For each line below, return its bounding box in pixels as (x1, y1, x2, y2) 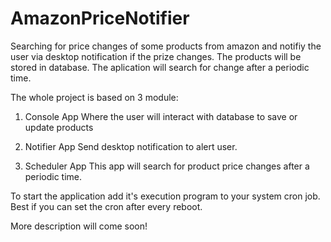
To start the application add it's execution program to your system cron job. (10, 190, 321, 202)
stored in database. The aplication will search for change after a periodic (10, 61, 310, 73)
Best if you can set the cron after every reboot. (10, 200, 203, 212)
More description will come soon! (10, 220, 148, 232)
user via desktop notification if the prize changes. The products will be (10, 50, 302, 62)
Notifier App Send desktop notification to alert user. (24, 140, 238, 152)
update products (24, 121, 94, 133)
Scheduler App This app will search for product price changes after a (24, 160, 310, 172)
